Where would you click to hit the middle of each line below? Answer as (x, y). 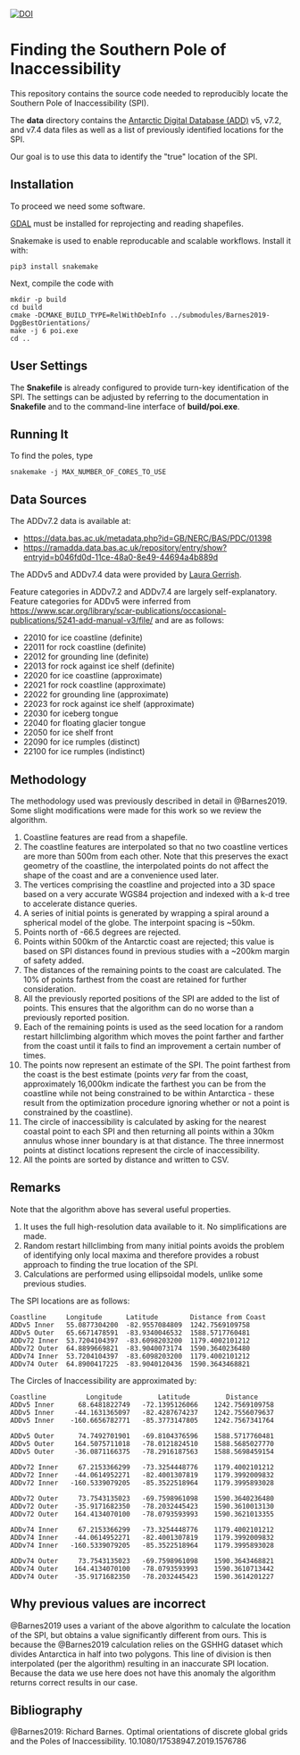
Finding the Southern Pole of (118, 50)
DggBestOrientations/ (50, 323)
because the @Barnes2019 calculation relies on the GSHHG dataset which (147, 1644)
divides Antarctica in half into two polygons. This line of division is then (141, 1654)
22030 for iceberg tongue (71, 713)
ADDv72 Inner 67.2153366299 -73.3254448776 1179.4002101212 (142, 1467)
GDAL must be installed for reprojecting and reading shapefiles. (127, 223)
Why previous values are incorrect (108, 1604)
